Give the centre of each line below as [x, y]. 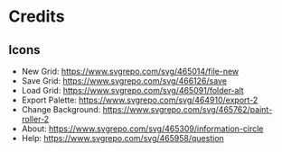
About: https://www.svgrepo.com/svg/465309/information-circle [142, 129]
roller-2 [35, 119]
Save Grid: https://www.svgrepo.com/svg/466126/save [124, 81]
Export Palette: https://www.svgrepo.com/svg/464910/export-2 [140, 100]
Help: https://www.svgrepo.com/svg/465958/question [123, 138]
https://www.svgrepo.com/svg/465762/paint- [188, 109]
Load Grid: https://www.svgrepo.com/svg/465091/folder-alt [133, 90]
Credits [37, 17]
